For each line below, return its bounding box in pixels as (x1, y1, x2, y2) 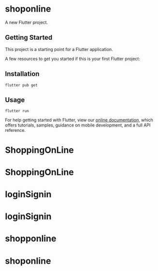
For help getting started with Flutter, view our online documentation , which (5, 117, 154, 123)
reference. (5, 128, 26, 133)
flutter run (5, 109, 29, 113)
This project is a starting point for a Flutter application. (5, 46, 113, 52)
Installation (5, 70, 40, 78)
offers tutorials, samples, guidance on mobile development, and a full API (5, 122, 151, 128)
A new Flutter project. (5, 19, 48, 25)
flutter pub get (5, 82, 38, 88)
